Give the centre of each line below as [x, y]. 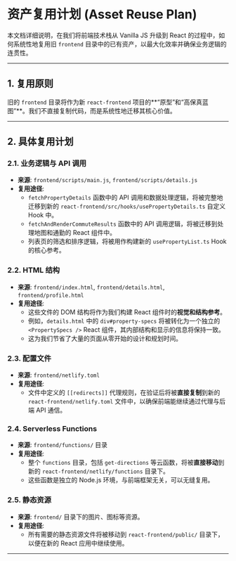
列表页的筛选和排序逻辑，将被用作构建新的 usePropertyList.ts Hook [127, 241]
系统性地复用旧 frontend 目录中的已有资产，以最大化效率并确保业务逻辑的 [120, 44]
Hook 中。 [43, 215]
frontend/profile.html [51, 295]
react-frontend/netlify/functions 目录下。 [106, 471]
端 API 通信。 [47, 410]
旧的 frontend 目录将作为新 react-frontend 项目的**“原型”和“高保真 [105, 102]
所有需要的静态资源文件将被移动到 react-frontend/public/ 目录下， [126, 534]
